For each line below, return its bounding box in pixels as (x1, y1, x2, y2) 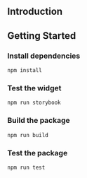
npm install (7, 67, 42, 74)
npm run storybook (7, 99, 61, 107)
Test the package (7, 148, 68, 158)
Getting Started (7, 30, 76, 42)
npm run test (7, 164, 46, 171)
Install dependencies (7, 51, 81, 61)
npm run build (7, 131, 49, 138)
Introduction (7, 6, 63, 18)
